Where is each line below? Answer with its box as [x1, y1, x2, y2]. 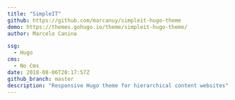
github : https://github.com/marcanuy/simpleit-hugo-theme [7, 17, 181, 24]
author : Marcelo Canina [7, 30, 78, 37]
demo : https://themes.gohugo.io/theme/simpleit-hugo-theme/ [7, 23, 188, 30]
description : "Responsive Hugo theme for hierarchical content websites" [7, 82, 229, 89]
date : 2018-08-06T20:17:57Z [7, 68, 90, 76]
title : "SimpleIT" [7, 10, 61, 18]
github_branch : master [7, 75, 74, 82]
